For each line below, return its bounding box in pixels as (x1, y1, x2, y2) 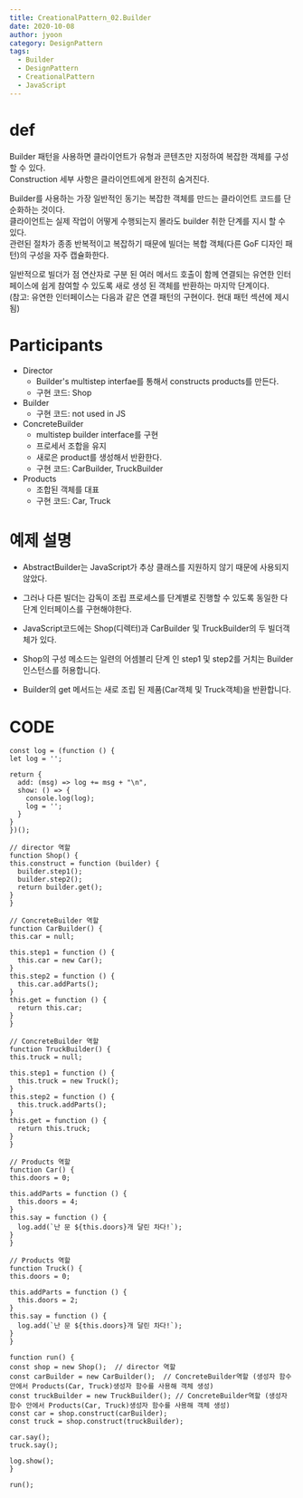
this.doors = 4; (17, 1197, 79, 1206)
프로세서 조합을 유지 (35, 440, 107, 451)
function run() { (9, 1353, 75, 1362)
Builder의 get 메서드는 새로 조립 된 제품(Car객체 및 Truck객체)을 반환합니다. (22, 684, 292, 695)
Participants (9, 334, 104, 355)
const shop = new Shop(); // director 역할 (9, 1363, 176, 1372)
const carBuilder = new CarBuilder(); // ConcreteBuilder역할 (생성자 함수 (9, 1372, 292, 1382)
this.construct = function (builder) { (9, 859, 160, 868)
